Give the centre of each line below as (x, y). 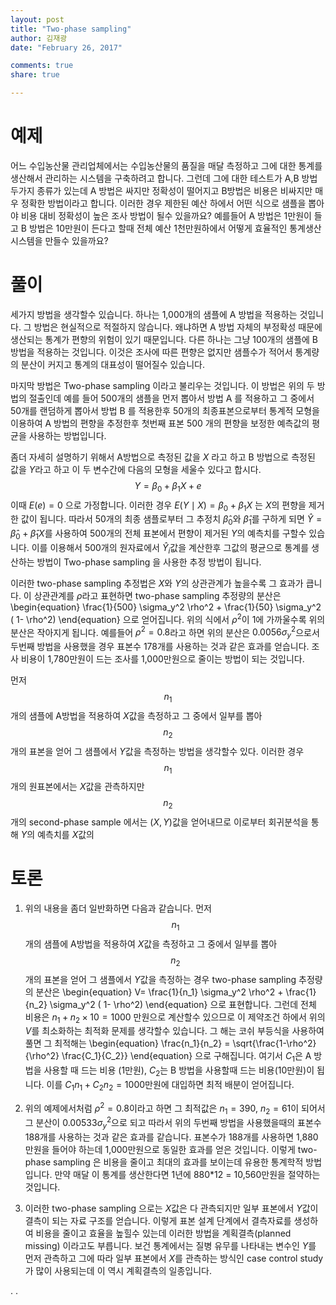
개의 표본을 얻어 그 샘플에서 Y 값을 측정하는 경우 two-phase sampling (160, 979)
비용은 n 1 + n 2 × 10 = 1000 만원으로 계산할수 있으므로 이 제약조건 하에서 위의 (175, 1018)
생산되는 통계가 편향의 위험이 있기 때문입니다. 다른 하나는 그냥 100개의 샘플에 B (164, 339)
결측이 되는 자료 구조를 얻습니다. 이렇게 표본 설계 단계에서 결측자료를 (158, 1220)
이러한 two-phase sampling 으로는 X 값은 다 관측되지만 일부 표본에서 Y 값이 (171, 1208)
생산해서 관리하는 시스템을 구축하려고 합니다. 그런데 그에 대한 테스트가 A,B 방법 (164, 178)
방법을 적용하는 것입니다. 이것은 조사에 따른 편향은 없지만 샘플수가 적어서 (151, 352)
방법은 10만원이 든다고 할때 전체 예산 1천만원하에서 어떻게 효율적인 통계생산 (175, 228)
